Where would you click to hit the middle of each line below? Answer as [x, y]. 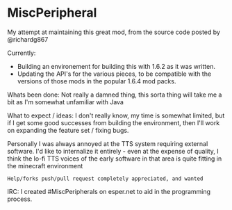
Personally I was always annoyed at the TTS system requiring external [108, 143]
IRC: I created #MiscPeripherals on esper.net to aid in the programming [109, 191]
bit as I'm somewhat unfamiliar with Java [65, 102]
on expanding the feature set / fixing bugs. [68, 130]
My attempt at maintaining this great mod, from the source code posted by [114, 32]
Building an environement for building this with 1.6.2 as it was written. [116, 66]
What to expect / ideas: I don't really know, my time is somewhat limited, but [116, 115]
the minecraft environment [45, 165]
